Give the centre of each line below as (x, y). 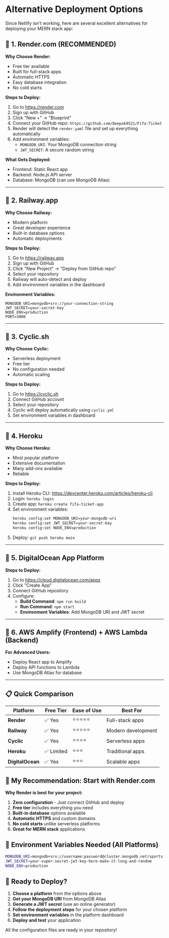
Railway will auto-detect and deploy (50, 279)
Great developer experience (41, 228)
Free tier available (31, 66)
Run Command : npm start (47, 606)
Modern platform (30, 222)
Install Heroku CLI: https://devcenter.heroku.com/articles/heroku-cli (82, 493)
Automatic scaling (31, 374)
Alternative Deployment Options (74, 9)
